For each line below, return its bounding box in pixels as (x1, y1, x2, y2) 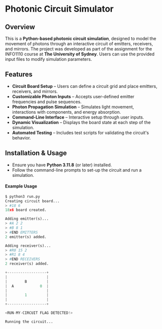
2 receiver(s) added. (5, 261, 49, 266)
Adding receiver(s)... (5, 243, 51, 248)
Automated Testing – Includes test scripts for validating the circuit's (12, 130, 149, 136)
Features (5, 70, 33, 79)
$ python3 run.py (5, 194, 40, 199)
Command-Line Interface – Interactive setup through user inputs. (12, 114, 144, 120)
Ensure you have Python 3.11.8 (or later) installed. (12, 162, 112, 168)
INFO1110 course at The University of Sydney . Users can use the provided (5, 51, 155, 57)
